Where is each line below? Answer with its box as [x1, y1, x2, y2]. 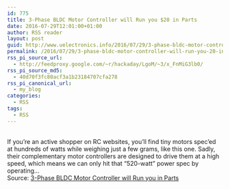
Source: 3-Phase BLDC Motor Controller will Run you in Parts [7, 173, 179, 181]
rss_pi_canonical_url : [7, 80, 72, 87]
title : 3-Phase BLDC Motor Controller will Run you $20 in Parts [7, 16, 197, 23]
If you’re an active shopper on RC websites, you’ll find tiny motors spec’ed [7, 137, 216, 145]
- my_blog [13, 86, 41, 93]
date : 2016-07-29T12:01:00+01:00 [7, 23, 103, 29]
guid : [7, 42, 23, 48]
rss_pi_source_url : [7, 55, 63, 61]
